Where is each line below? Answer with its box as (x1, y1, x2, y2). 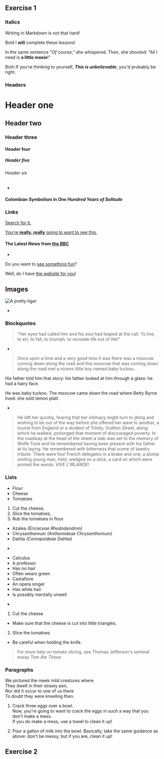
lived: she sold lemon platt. (5, 395, 59, 401)
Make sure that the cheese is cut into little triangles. (12, 620, 117, 626)
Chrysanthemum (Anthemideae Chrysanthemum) (12, 530, 112, 536)
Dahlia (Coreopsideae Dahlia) (12, 536, 72, 542)
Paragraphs (5, 666, 33, 673)
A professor (12, 560, 36, 566)
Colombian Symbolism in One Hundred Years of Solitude (5, 196, 123, 202)
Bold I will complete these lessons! (5, 39, 76, 45)
